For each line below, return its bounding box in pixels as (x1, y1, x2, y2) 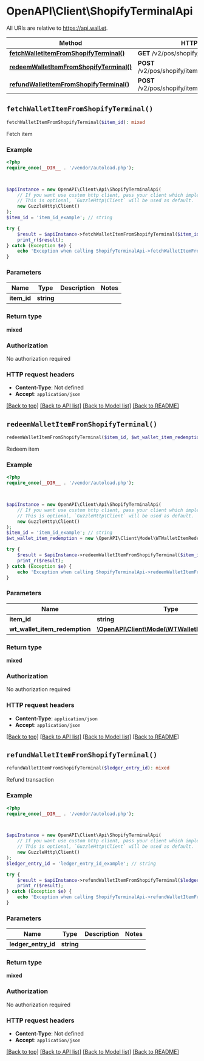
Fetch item (6, 130, 33, 137)
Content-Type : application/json (15, 715, 98, 722)
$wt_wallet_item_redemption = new (6, 536, 94, 542)
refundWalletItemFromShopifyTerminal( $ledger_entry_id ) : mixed (6, 765, 170, 771)
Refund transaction (6, 776, 55, 783)
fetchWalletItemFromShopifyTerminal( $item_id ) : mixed (6, 119, 146, 125)
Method (59, 38, 83, 47)
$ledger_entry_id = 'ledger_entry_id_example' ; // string (6, 861, 156, 867)
